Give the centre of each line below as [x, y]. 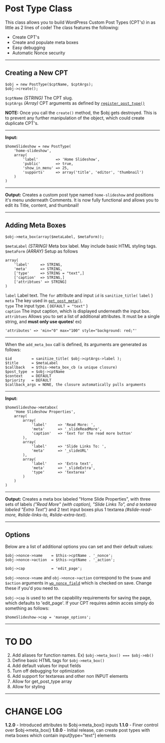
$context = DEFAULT [28, 376]
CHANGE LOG [34, 711]
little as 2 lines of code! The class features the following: [62, 27]
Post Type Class [39, 9]
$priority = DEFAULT [28, 380]
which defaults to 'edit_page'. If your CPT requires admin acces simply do [80, 603]
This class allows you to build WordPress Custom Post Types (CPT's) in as [80, 22]
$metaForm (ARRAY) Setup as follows [41, 251]
